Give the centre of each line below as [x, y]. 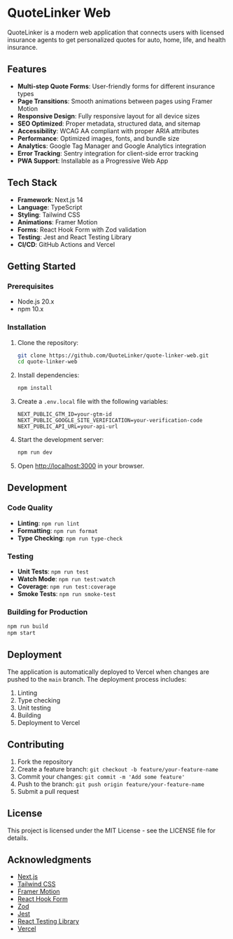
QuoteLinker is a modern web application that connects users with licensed [116, 32]
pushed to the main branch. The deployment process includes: [97, 679]
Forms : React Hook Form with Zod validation [82, 229]
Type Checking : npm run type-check [70, 538]
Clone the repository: [48, 342]
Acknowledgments [50, 859]
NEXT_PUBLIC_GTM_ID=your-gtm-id [64, 414]
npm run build [28, 627]
